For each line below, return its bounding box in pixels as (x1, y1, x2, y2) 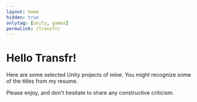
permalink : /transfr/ (6, 25, 61, 32)
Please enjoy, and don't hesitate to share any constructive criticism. (6, 89, 174, 97)
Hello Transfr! (6, 52, 77, 65)
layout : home (6, 8, 39, 15)
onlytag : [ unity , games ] (6, 20, 69, 26)
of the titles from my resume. (6, 77, 78, 85)
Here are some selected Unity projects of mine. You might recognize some (6, 71, 192, 79)
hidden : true (6, 14, 39, 20)
